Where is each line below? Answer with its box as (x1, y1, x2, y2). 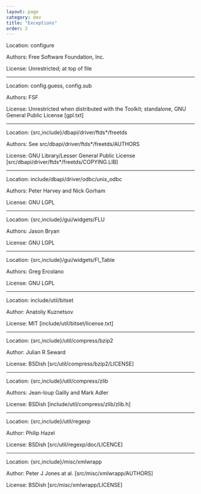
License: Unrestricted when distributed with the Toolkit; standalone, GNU (6, 105, 187, 112)
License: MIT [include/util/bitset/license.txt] (6, 320, 114, 327)
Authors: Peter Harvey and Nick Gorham (6, 187, 106, 194)
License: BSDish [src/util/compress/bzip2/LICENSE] (6, 360, 135, 368)
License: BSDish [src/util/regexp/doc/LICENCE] (6, 441, 123, 449)
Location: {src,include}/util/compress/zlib (6, 377, 109, 385)
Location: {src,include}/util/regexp (6, 418, 91, 425)
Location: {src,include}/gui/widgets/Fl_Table (6, 257, 115, 264)
